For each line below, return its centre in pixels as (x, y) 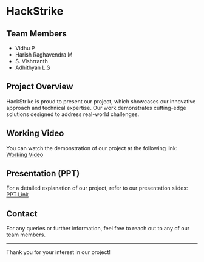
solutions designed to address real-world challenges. (73, 114)
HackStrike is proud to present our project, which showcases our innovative (101, 101)
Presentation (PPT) (43, 174)
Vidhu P (25, 48)
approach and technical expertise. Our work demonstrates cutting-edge (96, 108)
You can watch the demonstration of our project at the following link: (92, 148)
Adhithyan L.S (32, 67)
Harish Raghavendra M (44, 55)
